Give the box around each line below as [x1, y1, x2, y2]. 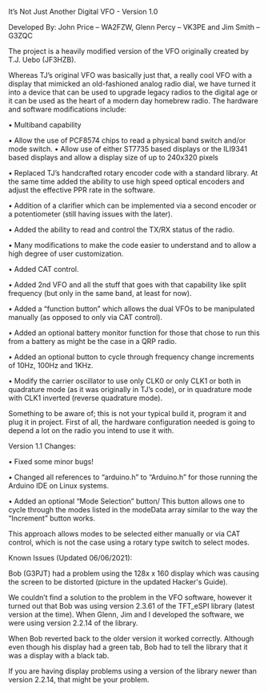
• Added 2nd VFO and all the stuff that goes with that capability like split [8, 280, 246, 289]
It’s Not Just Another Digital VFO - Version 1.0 [8, 7, 158, 16]
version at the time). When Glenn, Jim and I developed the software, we [8, 609, 245, 619]
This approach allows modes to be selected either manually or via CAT [8, 529, 241, 538]
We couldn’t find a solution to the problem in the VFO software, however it [8, 593, 252, 602]
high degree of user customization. [8, 249, 124, 258]
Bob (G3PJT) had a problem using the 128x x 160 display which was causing [8, 569, 260, 578]
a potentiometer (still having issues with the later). [8, 209, 174, 219]
